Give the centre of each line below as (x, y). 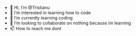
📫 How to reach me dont (36, 28)
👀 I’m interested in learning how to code (50, 13)
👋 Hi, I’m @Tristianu (30, 8)
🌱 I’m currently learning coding (41, 18)
